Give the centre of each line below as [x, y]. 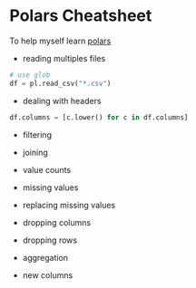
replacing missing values [69, 205]
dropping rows [50, 240]
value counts [47, 169]
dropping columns [57, 222]
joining [35, 152]
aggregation [45, 257]
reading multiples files [64, 58]
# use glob [30, 75]
